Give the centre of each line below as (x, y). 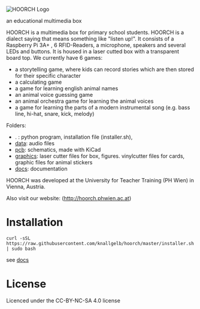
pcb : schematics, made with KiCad (58, 150)
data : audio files (35, 143)
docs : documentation (41, 169)
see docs (18, 259)
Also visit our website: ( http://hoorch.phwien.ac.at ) (69, 198)
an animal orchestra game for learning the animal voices (84, 101)
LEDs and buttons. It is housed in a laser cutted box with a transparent (93, 51)
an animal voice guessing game (54, 95)
